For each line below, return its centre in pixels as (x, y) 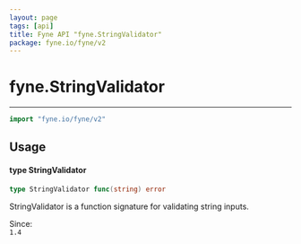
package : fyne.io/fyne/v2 (57, 43)
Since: (21, 223)
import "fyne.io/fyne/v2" (57, 119)
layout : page (34, 17)
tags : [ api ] (31, 26)
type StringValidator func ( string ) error (88, 189)
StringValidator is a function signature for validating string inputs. (129, 206)
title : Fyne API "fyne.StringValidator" (86, 34)
